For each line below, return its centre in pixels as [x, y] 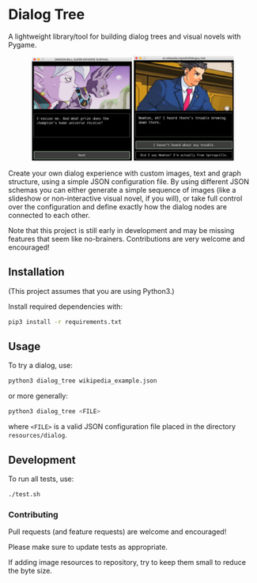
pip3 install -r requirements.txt [65, 322]
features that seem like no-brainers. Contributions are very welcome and [127, 239]
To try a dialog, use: [40, 366]
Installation [36, 272]
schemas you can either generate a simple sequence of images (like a [122, 190]
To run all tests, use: [41, 479]
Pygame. [23, 44]
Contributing [33, 514]
